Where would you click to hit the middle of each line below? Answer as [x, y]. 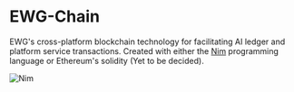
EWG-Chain [54, 17]
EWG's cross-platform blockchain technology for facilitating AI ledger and [147, 41]
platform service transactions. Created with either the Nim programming [144, 51]
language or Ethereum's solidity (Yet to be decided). [107, 60]
